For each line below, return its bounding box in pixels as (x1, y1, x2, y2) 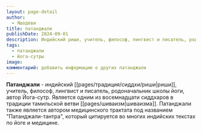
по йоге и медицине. (6, 119, 60, 127)
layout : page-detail (6, 8, 58, 15)
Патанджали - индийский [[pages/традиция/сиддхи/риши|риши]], (6, 81, 177, 88)
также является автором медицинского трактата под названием (6, 106, 173, 114)
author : (6, 14, 26, 20)
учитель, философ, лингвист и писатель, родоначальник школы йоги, (6, 88, 185, 95)
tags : (6, 43, 20, 49)
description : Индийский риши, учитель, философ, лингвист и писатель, (6, 37, 187, 43)
